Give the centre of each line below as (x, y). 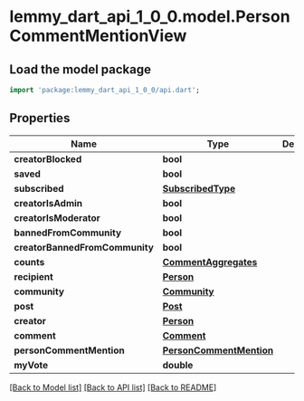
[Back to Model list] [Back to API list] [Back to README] (113, 387)
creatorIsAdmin (48, 203)
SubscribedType (199, 188)
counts (29, 262)
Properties (40, 118)
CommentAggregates (210, 262)
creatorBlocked (48, 158)
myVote (31, 365)
